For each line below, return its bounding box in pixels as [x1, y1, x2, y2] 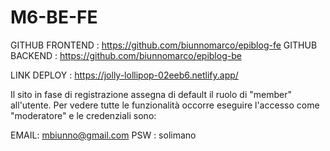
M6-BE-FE [10, 6, 98, 29]
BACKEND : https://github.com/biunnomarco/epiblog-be [10, 49, 242, 61]
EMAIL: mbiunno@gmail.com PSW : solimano [10, 129, 197, 141]
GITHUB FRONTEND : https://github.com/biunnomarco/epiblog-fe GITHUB [10, 39, 318, 51]
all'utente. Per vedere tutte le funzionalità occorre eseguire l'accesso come [10, 99, 320, 111]
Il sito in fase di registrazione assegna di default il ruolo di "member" [10, 88, 292, 100]
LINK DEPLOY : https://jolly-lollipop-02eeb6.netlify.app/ [10, 69, 239, 81]
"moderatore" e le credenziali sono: [10, 109, 157, 121]
